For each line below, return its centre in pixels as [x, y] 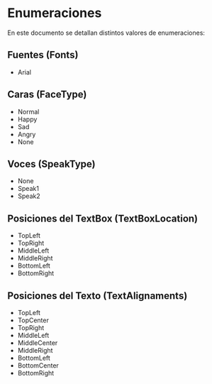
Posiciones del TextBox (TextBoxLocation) [103, 218]
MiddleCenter [38, 343]
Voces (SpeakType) [51, 164]
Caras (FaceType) [47, 95]
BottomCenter [38, 366]
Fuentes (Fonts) [43, 55]
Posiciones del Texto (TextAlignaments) [97, 296]
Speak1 [28, 189]
